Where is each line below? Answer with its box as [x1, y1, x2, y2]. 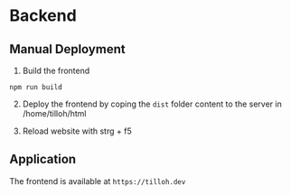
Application [9, 152, 77, 167]
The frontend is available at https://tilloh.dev [9, 175, 186, 186]
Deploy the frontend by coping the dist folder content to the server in [22, 98, 282, 109]
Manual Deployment [9, 42, 126, 57]
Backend [9, 5, 77, 26]
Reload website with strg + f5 [22, 125, 133, 136]
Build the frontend [22, 65, 90, 76]
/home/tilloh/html [22, 108, 87, 118]
